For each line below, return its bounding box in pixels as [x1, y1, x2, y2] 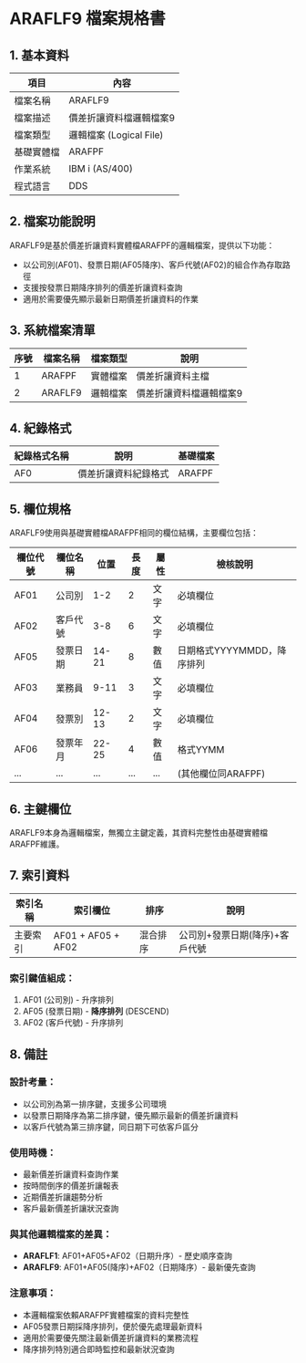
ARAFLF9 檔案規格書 [9, 8, 166, 29]
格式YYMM [177, 744, 225, 756]
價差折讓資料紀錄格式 [77, 467, 170, 480]
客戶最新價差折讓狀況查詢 [22, 1203, 119, 1214]
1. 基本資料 [9, 47, 70, 63]
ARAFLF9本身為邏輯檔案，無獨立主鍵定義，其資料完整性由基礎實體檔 [9, 827, 269, 838]
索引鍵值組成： [9, 972, 76, 984]
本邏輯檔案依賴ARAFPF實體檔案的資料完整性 [22, 1309, 189, 1320]
